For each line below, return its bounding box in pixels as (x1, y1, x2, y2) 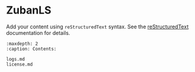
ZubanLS (6, 4, 51, 17)
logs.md (6, 56, 25, 62)
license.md (6, 61, 33, 67)
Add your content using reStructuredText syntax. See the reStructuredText (6, 23, 189, 30)
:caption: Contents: (6, 45, 57, 52)
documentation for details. (6, 29, 70, 36)
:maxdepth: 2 (6, 41, 38, 47)
